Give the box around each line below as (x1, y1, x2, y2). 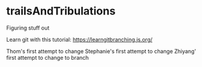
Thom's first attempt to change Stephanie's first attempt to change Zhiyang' (6, 47, 197, 55)
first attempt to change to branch (6, 54, 89, 61)
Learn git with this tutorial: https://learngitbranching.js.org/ (6, 36, 153, 43)
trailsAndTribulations (6, 4, 116, 18)
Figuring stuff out (6, 24, 50, 31)
